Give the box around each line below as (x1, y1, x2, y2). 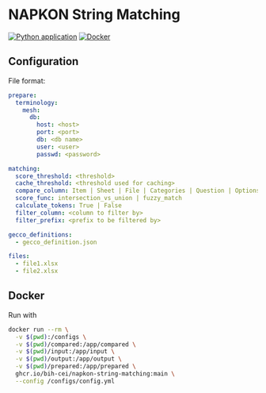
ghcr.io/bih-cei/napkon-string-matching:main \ (15, 370, 176, 378)
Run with (8, 310, 37, 319)
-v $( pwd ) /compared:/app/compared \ (15, 340, 136, 349)
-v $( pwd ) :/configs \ (15, 333, 87, 341)
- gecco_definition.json (15, 238, 97, 246)
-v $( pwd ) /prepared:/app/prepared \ (15, 363, 136, 371)
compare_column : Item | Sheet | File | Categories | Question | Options (15, 187, 260, 195)
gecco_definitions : (8, 230, 73, 239)
